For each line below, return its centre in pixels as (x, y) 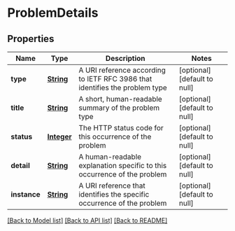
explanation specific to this (123, 166)
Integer (59, 136)
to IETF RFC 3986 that (115, 79)
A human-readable (110, 157)
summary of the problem (119, 108)
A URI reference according (122, 70)
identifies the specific (114, 194)
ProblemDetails (53, 13)
